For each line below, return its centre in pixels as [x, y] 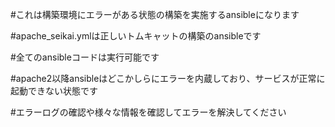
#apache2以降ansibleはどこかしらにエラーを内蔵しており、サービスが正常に [168, 78]
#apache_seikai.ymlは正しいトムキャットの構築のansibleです [136, 36]
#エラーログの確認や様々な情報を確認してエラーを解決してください [148, 112]
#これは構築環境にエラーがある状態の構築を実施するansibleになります [155, 14]
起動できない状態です [54, 91]
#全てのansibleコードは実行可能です [85, 57]
